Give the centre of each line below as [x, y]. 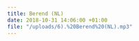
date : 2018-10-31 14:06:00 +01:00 [58, 20]
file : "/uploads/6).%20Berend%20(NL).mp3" [70, 26]
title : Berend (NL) [36, 14]
